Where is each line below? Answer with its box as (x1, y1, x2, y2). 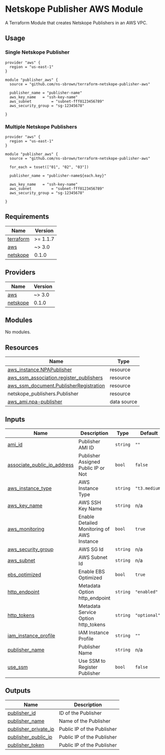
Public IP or (78, 465, 105, 471)
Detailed (78, 519, 98, 526)
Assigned (78, 458, 101, 465)
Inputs (5, 415, 26, 424)
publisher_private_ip (7, 725, 55, 732)
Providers (5, 268, 36, 277)
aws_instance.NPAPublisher (7, 366, 72, 373)
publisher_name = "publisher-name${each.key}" (9, 173, 107, 178)
